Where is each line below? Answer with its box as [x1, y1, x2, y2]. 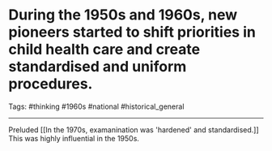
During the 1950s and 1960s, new [8, 6, 238, 24]
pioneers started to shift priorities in [8, 23, 257, 41]
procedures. [8, 75, 93, 93]
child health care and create [8, 41, 201, 58]
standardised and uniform [8, 58, 187, 76]
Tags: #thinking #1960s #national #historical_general [8, 101, 185, 111]
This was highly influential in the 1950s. [8, 133, 140, 143]
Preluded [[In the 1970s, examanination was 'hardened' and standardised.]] [8, 124, 259, 135]
